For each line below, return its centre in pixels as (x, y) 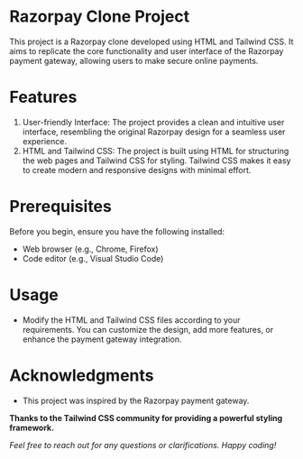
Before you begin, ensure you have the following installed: (117, 231)
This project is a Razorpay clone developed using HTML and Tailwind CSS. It (151, 41)
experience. (45, 141)
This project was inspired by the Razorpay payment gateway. (136, 400)
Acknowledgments (82, 375)
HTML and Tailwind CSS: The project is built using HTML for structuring (156, 151)
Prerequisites (61, 207)
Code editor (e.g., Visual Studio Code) (93, 258)
